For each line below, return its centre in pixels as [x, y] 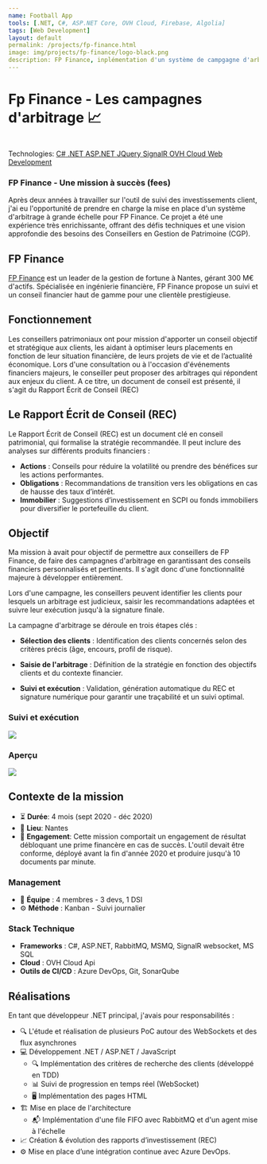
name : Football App [41, 16]
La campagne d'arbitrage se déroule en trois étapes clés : [103, 626]
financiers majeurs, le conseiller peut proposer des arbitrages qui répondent [133, 372]
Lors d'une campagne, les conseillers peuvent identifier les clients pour [125, 593]
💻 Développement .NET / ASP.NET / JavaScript [98, 1052]
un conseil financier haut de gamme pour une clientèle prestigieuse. [120, 294]
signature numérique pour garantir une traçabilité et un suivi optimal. [132, 697]
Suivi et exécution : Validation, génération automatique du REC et [127, 689]
